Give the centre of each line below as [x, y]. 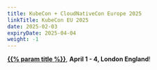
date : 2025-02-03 [32, 26]
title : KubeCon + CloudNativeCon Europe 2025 [74, 14]
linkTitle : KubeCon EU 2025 [48, 20]
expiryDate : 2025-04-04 [42, 33]
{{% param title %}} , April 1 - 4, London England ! [79, 59]
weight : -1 [23, 40]
